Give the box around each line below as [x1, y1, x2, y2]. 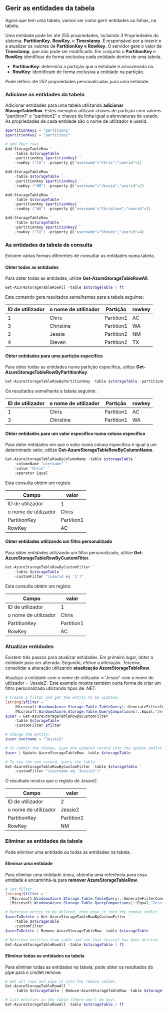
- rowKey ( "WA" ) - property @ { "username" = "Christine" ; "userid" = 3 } [14, 207, 151, 212]
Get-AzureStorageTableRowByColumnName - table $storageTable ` [5, 457, 137, 462]
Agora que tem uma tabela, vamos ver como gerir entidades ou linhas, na [5, 17, 156, 23]
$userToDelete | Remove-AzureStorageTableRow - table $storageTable [5, 928, 149, 933]
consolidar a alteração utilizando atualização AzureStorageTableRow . [5, 665, 151, 671]
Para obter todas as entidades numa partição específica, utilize [5, 364, 135, 370]
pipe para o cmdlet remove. [5, 969, 62, 975]
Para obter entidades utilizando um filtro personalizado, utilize [5, 550, 133, 556]
